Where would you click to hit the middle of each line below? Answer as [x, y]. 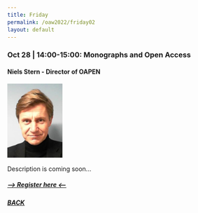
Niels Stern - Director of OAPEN [54, 71]
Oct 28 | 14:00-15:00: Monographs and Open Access [99, 55]
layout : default [31, 29]
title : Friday [28, 15]
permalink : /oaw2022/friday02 [51, 22]
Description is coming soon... [49, 169]
